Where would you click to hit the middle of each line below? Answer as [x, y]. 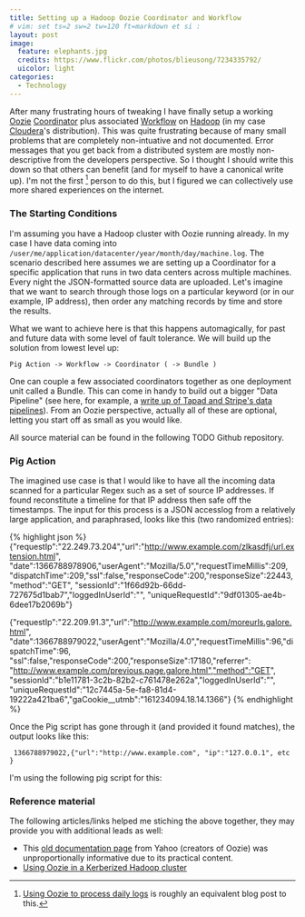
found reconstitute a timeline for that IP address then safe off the [130, 500]
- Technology [42, 85]
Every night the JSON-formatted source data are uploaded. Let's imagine [146, 282]
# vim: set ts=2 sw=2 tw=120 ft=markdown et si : [105, 26]
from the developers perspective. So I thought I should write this [173, 159]
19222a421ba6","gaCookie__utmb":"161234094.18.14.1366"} [120, 699]
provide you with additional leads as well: [86, 831]
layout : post [34, 35]
